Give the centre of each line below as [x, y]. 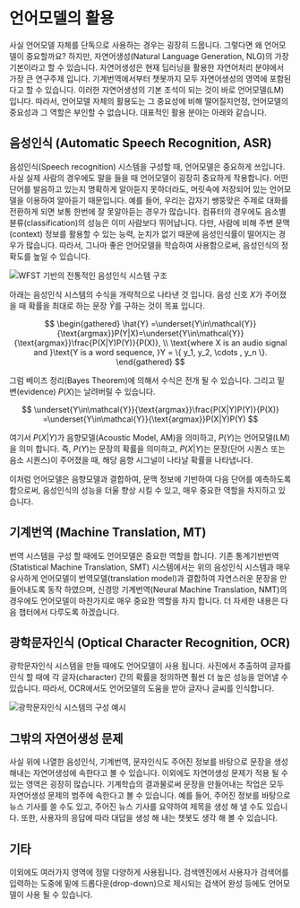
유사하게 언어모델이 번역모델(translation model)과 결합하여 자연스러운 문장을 [143, 578]
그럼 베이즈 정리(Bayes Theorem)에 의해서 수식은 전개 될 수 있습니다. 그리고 [142, 380]
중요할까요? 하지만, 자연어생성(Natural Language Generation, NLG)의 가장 [157, 56]
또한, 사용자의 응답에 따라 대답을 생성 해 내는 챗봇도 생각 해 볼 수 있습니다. [150, 818]
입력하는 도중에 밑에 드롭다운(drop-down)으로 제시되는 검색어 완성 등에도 [138, 883]
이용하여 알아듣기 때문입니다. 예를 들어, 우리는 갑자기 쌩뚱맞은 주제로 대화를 [157, 200]
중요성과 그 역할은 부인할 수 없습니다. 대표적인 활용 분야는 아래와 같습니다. [138, 112]
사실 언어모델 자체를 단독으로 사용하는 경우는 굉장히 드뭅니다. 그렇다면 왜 [136, 45]
